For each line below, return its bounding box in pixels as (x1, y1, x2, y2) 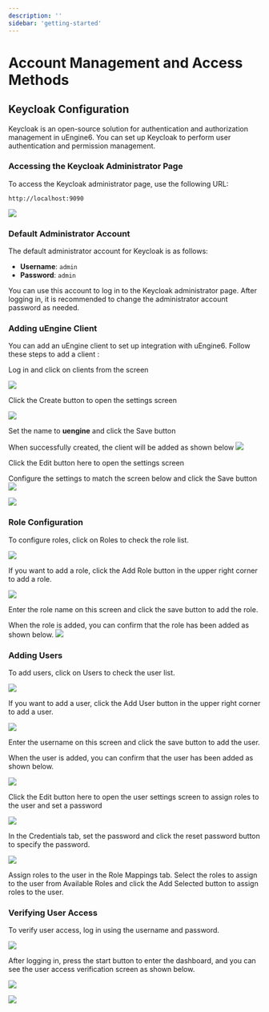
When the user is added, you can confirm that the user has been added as (8, 752, 254, 762)
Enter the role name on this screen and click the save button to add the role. (8, 604, 259, 614)
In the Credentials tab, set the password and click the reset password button (8, 831, 260, 841)
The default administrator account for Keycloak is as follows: (8, 246, 208, 256)
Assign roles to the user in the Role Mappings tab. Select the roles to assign (8, 870, 258, 880)
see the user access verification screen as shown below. (8, 965, 195, 974)
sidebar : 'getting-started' (8, 19, 102, 27)
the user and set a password (8, 800, 102, 810)
